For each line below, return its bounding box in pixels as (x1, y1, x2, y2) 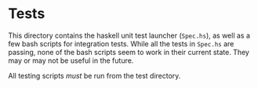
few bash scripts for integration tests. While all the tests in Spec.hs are (8, 38, 234, 48)
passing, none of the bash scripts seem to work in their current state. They (8, 47, 249, 57)
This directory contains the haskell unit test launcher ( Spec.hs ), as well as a (8, 31, 251, 40)
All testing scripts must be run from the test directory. (8, 71, 181, 80)
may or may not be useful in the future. (8, 56, 134, 65)
